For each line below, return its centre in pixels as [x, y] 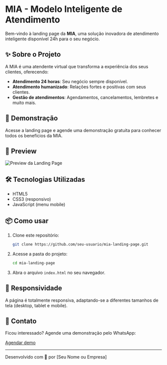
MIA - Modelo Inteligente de [64, 9]
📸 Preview [21, 151]
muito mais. [24, 103]
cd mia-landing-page [34, 263]
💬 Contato [21, 321]
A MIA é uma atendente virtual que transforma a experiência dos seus [77, 66]
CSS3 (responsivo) [32, 199]
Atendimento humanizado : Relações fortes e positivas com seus [79, 87]
